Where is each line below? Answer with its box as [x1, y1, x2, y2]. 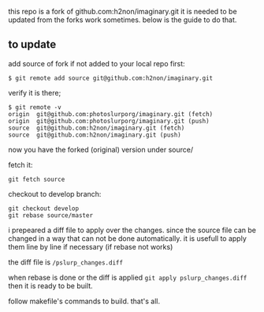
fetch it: [8, 160, 33, 169]
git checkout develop [8, 205, 80, 212]
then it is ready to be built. [8, 280, 93, 291]
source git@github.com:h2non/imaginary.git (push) [8, 130, 181, 139]
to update [8, 38, 57, 51]
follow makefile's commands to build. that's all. [8, 296, 160, 306]
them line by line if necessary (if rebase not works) [8, 242, 173, 251]
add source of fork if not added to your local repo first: [8, 58, 185, 68]
